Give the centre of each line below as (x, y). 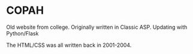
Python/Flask (22, 33)
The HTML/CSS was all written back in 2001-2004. (69, 45)
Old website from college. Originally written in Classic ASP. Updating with (97, 27)
